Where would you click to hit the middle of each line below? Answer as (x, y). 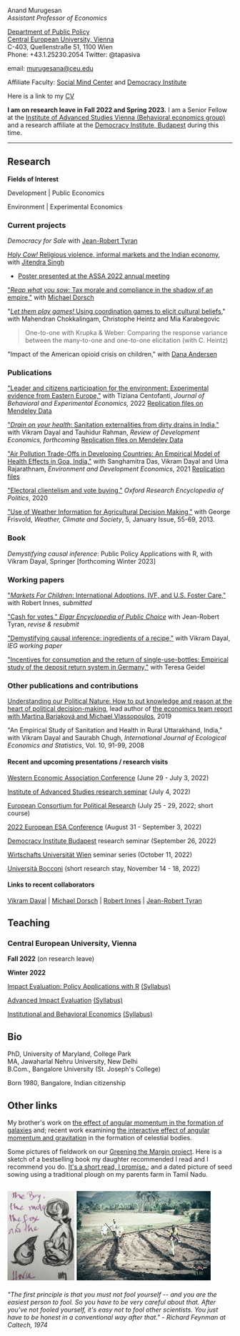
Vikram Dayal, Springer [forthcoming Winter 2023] (81, 561)
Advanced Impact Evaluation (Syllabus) (65, 1000)
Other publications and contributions (73, 685)
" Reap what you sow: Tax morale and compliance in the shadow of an (110, 290)
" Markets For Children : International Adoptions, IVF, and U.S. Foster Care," (117, 595)
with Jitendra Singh (36, 262)
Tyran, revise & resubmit (44, 624)
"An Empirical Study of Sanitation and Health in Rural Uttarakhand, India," (115, 730)
